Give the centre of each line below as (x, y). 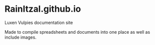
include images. (21, 37)
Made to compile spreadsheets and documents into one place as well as (77, 32)
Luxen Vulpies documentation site (39, 22)
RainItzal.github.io (43, 9)
